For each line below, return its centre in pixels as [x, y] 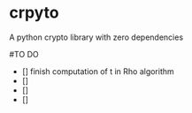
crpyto [34, 13]
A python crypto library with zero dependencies [96, 37]
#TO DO [24, 54]
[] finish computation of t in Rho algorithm [98, 71]
